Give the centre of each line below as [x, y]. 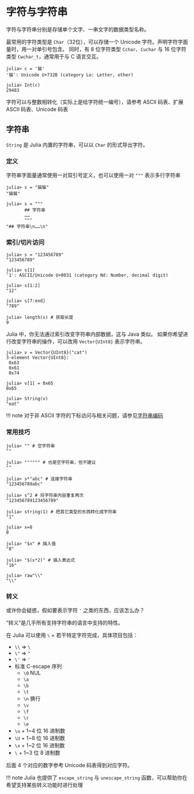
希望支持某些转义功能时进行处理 [44, 785]
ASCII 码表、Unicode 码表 [37, 109]
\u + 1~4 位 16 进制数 [40, 731]
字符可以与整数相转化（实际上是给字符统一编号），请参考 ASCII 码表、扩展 [95, 102]
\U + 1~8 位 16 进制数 [40, 738]
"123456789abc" [25, 484]
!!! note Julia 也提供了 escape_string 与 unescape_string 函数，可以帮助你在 [97, 778]
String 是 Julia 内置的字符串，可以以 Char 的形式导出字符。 [77, 145]
